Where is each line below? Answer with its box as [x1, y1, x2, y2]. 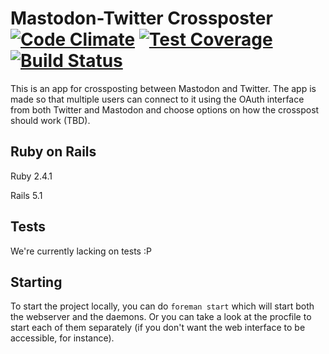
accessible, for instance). [10, 332, 115, 344]
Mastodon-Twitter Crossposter [10, 7, 273, 30]
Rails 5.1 [10, 189, 43, 201]
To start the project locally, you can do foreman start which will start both [10, 300, 315, 312]
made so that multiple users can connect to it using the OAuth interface [10, 93, 305, 105]
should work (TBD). [10, 114, 91, 126]
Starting [10, 273, 63, 291]
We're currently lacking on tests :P [10, 245, 152, 257]
